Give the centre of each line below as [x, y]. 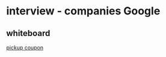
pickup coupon [25, 47]
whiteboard [28, 33]
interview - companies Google [83, 11]
